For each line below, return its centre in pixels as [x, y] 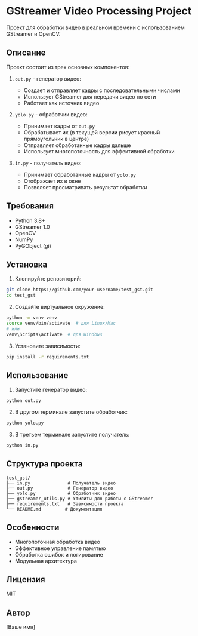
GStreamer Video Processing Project [99, 11]
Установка [27, 264]
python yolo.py [25, 423]
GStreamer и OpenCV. [33, 33]
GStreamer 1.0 [32, 227]
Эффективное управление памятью [60, 548]
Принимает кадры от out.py [59, 126]
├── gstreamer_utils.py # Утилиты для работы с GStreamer [80, 499]
